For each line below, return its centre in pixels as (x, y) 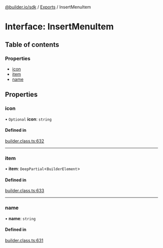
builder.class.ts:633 (25, 191)
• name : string (20, 218)
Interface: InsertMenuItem (59, 27)
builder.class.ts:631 (24, 240)
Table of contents (32, 44)
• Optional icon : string (28, 119)
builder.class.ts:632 (25, 141)
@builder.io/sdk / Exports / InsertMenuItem (48, 7)
